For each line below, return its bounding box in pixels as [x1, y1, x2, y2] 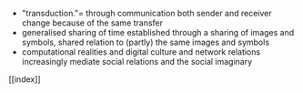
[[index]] [8, 74, 42, 85]
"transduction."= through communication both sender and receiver [21, 8, 272, 18]
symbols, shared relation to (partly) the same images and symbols [21, 36, 270, 47]
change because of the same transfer [21, 17, 164, 28]
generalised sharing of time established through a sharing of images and [21, 27, 295, 37]
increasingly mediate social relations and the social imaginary [21, 57, 253, 67]
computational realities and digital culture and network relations [21, 46, 261, 57]
